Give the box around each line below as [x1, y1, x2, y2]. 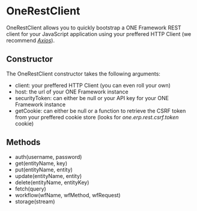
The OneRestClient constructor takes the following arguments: [6, 70, 161, 77]
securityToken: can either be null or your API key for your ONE [14, 94, 169, 101]
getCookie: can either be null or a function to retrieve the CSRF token [14, 107, 186, 114]
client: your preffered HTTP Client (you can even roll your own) [14, 82, 171, 89]
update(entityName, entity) [14, 172, 82, 179]
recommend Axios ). [6, 37, 55, 44]
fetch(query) [14, 185, 46, 192]
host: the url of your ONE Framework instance [14, 88, 129, 95]
